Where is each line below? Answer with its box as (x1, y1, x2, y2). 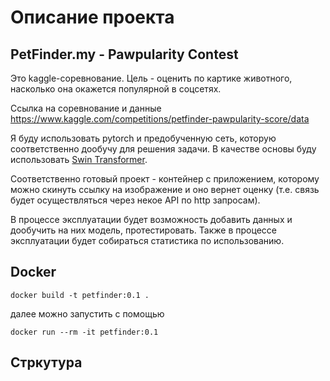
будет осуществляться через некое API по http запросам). (10, 194, 261, 206)
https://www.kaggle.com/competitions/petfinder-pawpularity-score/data (10, 113, 310, 125)
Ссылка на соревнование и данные (10, 102, 162, 114)
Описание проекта (10, 6, 175, 29)
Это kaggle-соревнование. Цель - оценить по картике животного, (10, 72, 293, 84)
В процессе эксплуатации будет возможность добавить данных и (10, 214, 293, 225)
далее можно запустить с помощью (10, 307, 165, 320)
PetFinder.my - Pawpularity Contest (10, 46, 239, 63)
